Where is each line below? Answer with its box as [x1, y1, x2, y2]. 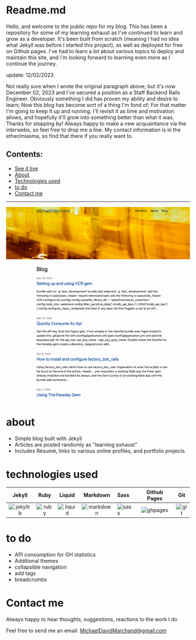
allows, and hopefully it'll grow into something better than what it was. [6, 113, 174, 120]
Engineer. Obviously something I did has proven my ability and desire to [6, 95, 178, 102]
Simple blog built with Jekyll [14, 435, 82, 442]
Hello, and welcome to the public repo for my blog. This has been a [6, 23, 167, 30]
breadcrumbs [14, 576, 47, 583]
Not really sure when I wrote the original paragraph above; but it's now [6, 82, 176, 89]
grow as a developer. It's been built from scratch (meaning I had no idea [6, 35, 179, 42]
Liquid [59, 492, 75, 499]
